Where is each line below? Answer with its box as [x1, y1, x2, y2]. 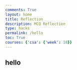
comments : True [5, 7, 37, 12]
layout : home [5, 12, 32, 17]
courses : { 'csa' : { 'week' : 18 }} [5, 40, 72, 45]
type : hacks [5, 26, 30, 31]
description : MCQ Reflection [5, 21, 66, 26]
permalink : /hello [5, 30, 43, 35]
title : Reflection [5, 16, 43, 21]
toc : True [5, 35, 26, 40]
